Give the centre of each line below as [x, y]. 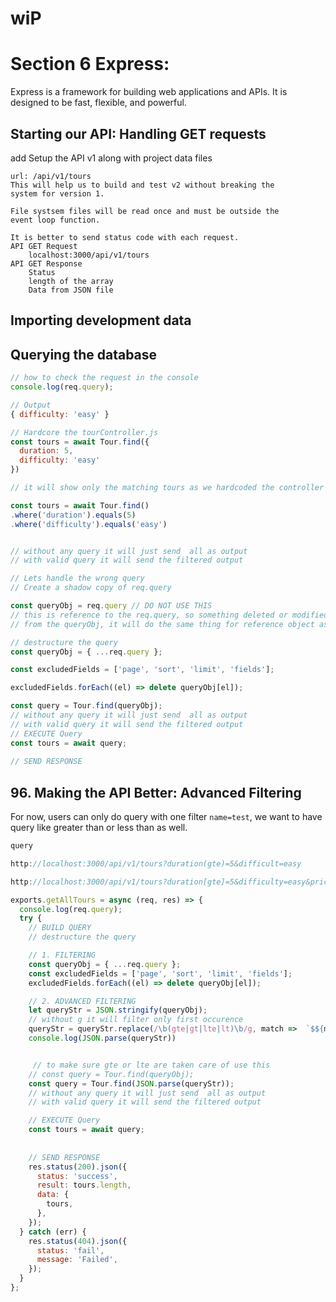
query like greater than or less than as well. [99, 828]
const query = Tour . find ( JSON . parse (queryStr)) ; [131, 1083]
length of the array [71, 281]
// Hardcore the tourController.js [84, 432]
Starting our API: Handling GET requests [138, 133]
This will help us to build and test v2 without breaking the [142, 185]
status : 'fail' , [70, 1250]
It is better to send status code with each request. [125, 237]
